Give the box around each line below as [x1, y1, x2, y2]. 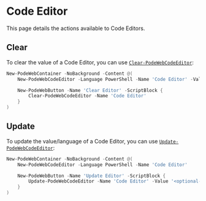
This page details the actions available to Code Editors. [6, 25, 145, 32]
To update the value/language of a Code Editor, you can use [6, 137, 158, 145]
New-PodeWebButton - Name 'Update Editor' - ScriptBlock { [17, 173, 166, 179]
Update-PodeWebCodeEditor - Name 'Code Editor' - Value [28, 178, 169, 184]
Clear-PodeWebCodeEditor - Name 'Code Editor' [28, 93, 147, 99]
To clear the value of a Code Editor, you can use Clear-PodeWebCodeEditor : [6, 58, 194, 66]
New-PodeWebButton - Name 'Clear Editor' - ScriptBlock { [17, 87, 164, 93]
